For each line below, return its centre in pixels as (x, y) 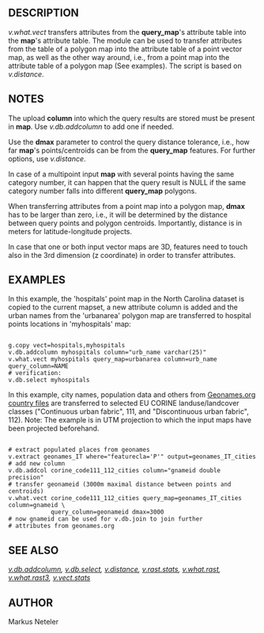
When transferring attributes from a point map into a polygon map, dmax (126, 206)
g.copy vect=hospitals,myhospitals (67, 346)
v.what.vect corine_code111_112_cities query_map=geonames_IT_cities (125, 498)
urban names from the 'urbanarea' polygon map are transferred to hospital (130, 316)
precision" (26, 478)
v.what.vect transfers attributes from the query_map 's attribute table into (127, 32)
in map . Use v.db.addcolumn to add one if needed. (91, 127)
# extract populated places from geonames (79, 450)
